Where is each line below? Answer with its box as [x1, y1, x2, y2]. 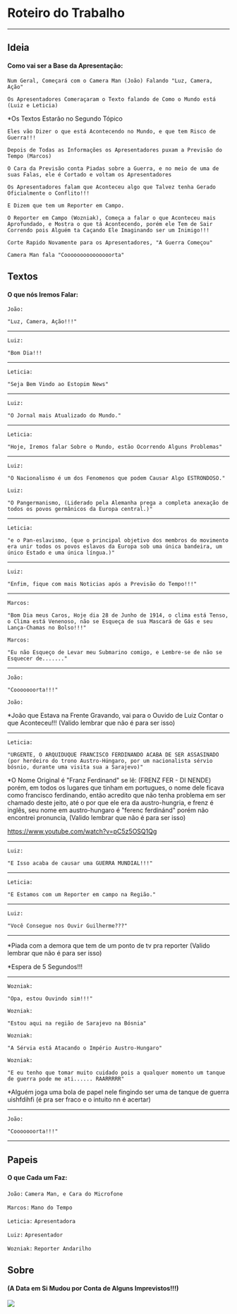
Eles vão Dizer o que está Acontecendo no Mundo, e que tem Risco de [7, 128, 217, 135]
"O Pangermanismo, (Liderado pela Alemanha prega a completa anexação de [7, 500, 229, 507]
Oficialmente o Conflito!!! [7, 189, 90, 197]
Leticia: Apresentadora [7, 1217, 76, 1225]
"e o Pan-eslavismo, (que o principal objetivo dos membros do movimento [7, 537, 229, 544]
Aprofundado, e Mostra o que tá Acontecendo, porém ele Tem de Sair [7, 220, 213, 227]
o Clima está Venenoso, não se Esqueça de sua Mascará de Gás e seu [7, 618, 213, 625]
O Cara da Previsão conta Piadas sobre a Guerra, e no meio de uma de [7, 164, 219, 172]
